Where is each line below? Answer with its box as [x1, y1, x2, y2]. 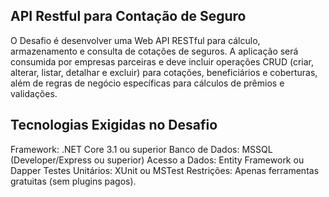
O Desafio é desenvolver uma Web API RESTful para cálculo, [10, 34, 261, 46]
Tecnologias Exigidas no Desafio [10, 117, 218, 134]
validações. [10, 87, 58, 99]
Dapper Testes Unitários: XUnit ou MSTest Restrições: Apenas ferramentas [10, 164, 320, 176]
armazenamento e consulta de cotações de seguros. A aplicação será [10, 45, 299, 57]
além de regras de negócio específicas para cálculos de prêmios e [10, 77, 285, 89]
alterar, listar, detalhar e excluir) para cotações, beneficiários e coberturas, [10, 66, 318, 78]
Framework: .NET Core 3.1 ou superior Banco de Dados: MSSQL [10, 143, 273, 155]
